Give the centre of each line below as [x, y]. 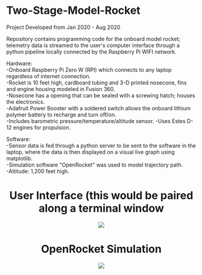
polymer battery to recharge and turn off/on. [61, 115]
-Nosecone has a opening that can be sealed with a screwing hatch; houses [101, 95]
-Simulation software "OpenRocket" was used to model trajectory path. [95, 165]
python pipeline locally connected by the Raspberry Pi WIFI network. [91, 51]
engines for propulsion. [42, 127]
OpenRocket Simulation [101, 249]
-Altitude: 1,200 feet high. [38, 171]
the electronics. [26, 102]
